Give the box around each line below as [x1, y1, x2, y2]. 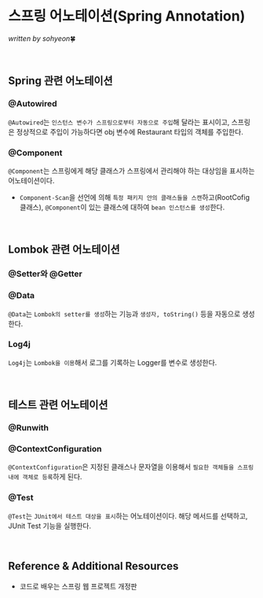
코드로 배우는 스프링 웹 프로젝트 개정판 [19, 581, 137, 591]
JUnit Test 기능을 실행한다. [8, 521, 92, 530]
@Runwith [8, 423, 49, 434]
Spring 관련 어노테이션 [8, 74, 113, 87]
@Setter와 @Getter [8, 268, 82, 279]
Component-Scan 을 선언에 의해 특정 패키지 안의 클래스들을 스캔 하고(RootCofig [19, 192, 250, 201]
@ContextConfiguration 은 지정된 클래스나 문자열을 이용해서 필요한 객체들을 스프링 [8, 462, 254, 472]
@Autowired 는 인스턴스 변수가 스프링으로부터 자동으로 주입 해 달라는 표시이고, [8, 117, 230, 127]
